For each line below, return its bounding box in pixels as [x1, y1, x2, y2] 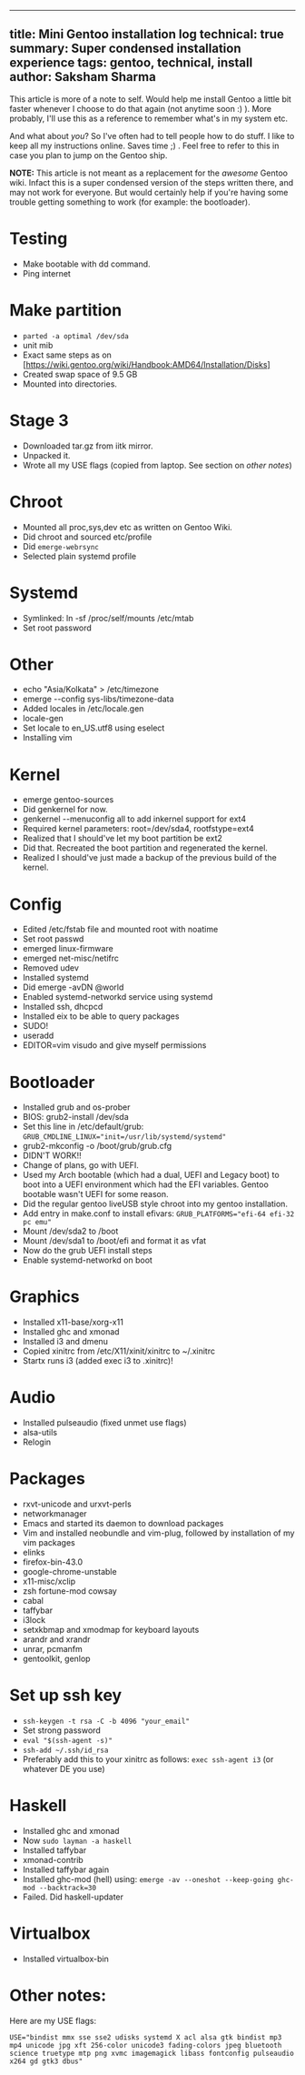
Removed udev [22, 962, 80, 973]
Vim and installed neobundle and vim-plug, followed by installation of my [22, 1527, 295, 1538]
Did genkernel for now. [22, 804, 108, 815]
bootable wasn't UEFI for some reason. [22, 1189, 170, 1200]
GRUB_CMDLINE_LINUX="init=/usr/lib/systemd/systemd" [22, 1133, 227, 1142]
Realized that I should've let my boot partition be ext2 [22, 833, 222, 844]
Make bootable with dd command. [22, 258, 152, 269]
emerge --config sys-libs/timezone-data [22, 693, 174, 705]
